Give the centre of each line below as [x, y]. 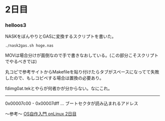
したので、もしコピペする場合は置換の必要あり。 [55, 78]
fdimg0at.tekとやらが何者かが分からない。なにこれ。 [59, 89]
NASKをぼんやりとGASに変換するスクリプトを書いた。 [61, 36]
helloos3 [16, 25]
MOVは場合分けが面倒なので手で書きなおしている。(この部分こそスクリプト [82, 55]
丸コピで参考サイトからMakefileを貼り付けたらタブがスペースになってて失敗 [82, 72]
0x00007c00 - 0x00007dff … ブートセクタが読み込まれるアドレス [72, 103]
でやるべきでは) [21, 62]
